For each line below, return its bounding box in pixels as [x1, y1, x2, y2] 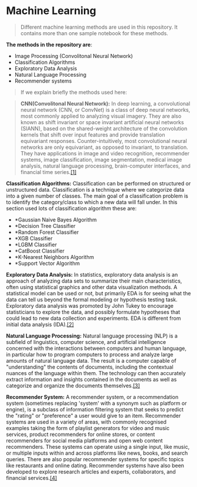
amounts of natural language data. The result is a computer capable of [6, 357, 177, 364]
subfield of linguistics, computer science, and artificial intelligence [6, 338, 166, 345]
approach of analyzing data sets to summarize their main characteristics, [6, 277, 182, 284]
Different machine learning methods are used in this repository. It [20, 23, 178, 30]
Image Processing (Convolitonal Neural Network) [14, 52, 133, 59]
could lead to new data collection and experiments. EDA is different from [6, 315, 181, 322]
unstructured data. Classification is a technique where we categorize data [6, 186, 185, 193]
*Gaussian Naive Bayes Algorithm [14, 216, 97, 223]
